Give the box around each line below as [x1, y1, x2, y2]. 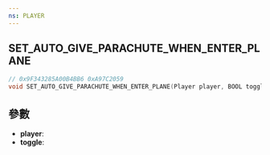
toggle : [19, 137, 45, 147]
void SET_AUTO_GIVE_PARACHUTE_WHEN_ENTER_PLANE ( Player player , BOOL [8, 83, 243, 91]
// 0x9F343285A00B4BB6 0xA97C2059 [8, 75, 125, 84]
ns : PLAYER [8, 11, 45, 20]
